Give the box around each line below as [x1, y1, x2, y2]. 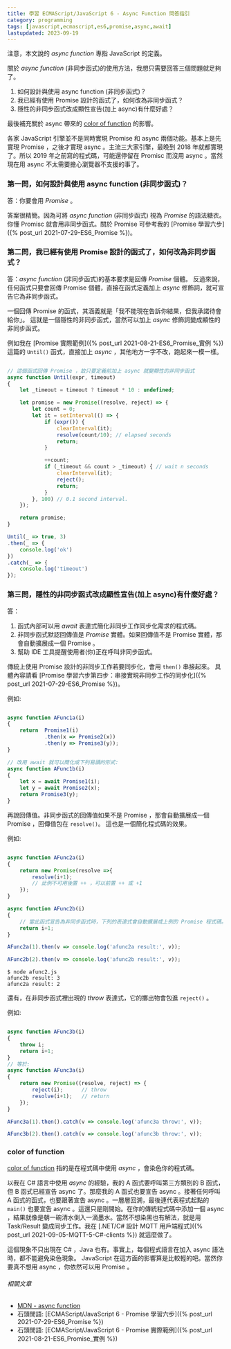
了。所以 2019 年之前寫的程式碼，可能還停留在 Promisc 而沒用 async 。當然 [7, 152, 223, 160]
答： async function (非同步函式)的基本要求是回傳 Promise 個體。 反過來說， [7, 274, 223, 283]
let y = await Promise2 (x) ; [19, 784, 100, 792]
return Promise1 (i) [19, 727, 79, 734]
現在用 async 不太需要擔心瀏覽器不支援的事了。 [7, 160, 143, 168]
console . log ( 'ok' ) [19, 546, 73, 553]
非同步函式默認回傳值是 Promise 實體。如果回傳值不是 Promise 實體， [17, 630, 216, 638]
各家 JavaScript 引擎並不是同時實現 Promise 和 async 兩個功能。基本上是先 [7, 134, 221, 143]
